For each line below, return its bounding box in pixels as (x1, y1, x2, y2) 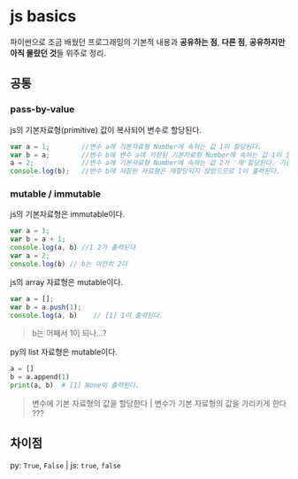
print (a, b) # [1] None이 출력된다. (10, 381, 140, 390)
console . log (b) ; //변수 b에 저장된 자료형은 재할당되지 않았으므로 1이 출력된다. (10, 166, 281, 176)
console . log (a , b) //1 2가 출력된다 (10, 243, 136, 252)
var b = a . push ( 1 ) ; (10, 303, 82, 312)
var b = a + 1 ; (10, 235, 66, 244)
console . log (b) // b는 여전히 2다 (10, 259, 128, 268)
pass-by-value (10, 104, 75, 116)
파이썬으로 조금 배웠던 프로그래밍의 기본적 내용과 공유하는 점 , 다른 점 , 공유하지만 (10, 36, 286, 47)
